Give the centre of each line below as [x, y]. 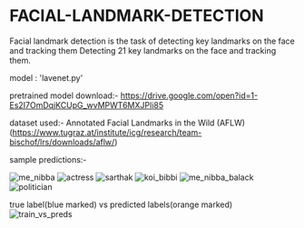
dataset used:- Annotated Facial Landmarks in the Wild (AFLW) [127, 123]
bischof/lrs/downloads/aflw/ [62, 142]
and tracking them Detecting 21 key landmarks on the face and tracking [143, 50]
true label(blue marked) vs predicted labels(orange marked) [121, 204]
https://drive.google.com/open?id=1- [189, 95]
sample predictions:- [48, 159]
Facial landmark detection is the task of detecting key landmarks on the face [152, 41]
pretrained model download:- [64, 95]
